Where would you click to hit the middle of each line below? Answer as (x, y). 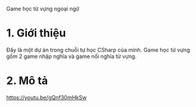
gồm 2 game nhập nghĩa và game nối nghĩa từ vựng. (72, 56)
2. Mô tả (27, 81)
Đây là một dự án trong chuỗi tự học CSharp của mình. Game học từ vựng (98, 50)
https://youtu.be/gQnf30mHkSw (46, 97)
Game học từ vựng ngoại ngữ (43, 9)
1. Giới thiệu (36, 33)
